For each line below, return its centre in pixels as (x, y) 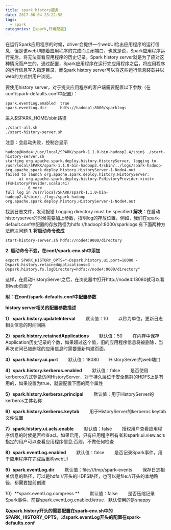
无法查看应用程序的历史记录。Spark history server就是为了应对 (93, 57)
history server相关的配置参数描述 (41, 308)
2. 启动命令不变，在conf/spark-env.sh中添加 (53, 251)
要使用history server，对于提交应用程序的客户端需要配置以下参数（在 (78, 87)
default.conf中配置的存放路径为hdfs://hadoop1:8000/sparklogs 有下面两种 (83, 225)
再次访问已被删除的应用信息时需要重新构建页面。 (57, 349)
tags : (11, 19)
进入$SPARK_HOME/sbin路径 (36, 118)
